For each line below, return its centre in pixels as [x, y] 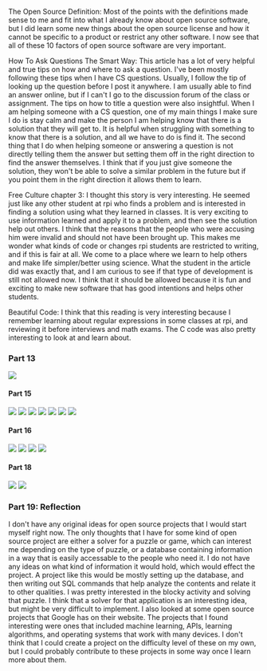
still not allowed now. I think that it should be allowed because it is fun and [130, 280]
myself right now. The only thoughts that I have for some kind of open [123, 533]
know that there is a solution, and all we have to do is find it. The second [127, 137]
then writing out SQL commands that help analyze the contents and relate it [132, 584]
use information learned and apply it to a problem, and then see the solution [133, 220]
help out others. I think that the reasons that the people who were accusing [132, 229]
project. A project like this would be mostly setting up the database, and [126, 575]
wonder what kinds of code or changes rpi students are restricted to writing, [133, 246]
